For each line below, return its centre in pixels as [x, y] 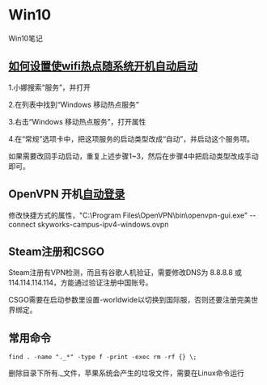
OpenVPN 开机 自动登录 [67, 195]
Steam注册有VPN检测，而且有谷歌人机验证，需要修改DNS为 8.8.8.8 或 [125, 273]
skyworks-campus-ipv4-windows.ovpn [103, 224]
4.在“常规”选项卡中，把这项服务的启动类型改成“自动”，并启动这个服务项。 [131, 138]
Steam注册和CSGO [57, 251]
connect [22, 224]
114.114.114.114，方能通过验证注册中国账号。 [81, 283]
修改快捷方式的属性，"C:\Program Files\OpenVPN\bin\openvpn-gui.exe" [128, 215]
